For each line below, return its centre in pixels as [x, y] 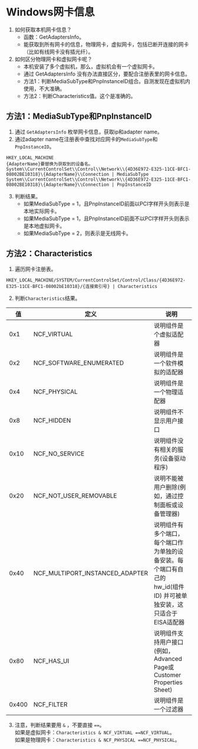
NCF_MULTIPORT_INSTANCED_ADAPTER [91, 573]
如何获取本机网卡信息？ [43, 30]
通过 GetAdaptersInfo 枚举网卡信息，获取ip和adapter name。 [89, 132]
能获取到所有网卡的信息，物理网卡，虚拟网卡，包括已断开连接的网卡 [106, 44]
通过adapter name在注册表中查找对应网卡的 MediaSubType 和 [86, 139]
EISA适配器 [169, 622]
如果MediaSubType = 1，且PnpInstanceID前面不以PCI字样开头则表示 [106, 218]
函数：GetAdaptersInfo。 [54, 37]
